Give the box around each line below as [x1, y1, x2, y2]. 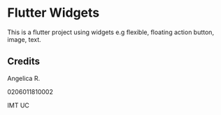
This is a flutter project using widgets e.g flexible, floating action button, [7, 28, 215, 36]
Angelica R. [7, 74, 41, 82]
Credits [7, 56, 41, 68]
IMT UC [7, 101, 30, 109]
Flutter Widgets [7, 5, 100, 21]
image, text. [7, 35, 42, 43]
